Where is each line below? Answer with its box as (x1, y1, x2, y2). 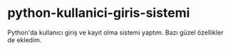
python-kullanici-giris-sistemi (7, 5, 190, 21)
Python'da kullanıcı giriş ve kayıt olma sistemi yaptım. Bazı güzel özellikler (7, 28, 224, 37)
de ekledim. (7, 35, 42, 44)
